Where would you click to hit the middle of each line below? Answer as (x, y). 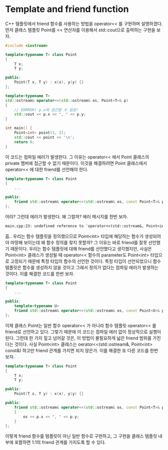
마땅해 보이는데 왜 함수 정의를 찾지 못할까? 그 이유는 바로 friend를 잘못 (79, 242)
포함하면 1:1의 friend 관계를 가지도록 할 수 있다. (60, 443)
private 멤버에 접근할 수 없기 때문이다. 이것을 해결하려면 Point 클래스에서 (76, 163)
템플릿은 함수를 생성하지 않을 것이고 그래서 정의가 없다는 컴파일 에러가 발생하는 (82, 267)
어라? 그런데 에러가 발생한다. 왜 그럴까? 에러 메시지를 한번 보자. (67, 216)
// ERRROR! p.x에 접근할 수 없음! (46, 110)
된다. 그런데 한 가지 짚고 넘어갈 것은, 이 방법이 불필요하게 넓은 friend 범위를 (78, 338)
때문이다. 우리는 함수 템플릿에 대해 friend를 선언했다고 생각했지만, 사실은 (81, 249)
